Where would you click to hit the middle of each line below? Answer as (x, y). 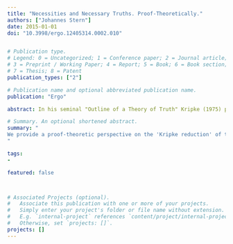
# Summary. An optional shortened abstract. (72, 122)
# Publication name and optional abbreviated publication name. (102, 90)
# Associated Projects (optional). (59, 197)
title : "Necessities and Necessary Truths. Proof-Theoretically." (105, 14)
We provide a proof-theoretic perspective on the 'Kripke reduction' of (114, 135)
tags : (15, 154)
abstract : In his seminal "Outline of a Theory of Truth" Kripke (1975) (114, 109)
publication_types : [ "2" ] (44, 77)
